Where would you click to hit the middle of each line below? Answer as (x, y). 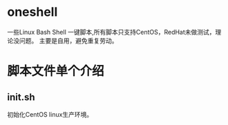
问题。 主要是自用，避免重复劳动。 (68, 40)
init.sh (21, 97)
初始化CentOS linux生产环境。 (50, 114)
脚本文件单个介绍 (56, 71)
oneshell (32, 12)
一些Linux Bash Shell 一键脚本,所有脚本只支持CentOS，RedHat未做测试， (111, 32)
